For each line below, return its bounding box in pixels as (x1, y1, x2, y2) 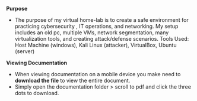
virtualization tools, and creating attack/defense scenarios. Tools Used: (14, 35, 189, 42)
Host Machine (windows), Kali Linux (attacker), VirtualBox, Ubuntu (14, 41, 177, 48)
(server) (14, 48, 35, 55)
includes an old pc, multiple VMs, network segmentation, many (14, 29, 169, 36)
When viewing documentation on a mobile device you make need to (14, 71, 181, 77)
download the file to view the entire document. (14, 77, 131, 84)
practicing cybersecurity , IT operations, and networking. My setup (14, 23, 179, 30)
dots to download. (14, 90, 59, 96)
